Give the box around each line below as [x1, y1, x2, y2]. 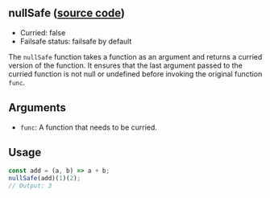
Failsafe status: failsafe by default [19, 36, 132, 46]
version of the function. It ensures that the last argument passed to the [8, 60, 243, 70]
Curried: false [19, 27, 66, 37]
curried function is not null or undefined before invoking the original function [8, 68, 263, 79]
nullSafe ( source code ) [8, 6, 126, 20]
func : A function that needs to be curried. [19, 122, 157, 132]
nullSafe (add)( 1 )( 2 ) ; [8, 175, 81, 183]
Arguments [8, 101, 67, 115]
